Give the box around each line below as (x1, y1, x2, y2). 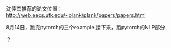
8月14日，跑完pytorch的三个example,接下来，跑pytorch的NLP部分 (6, 24, 165, 30)
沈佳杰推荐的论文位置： (6, 5, 62, 12)
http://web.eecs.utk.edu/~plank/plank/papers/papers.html (6, 12, 146, 19)
